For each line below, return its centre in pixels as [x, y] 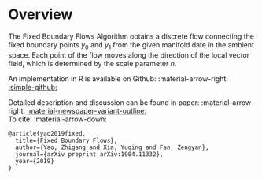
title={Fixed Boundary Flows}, [66, 140]
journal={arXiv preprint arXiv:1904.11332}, [89, 154]
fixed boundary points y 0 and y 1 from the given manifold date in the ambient [131, 45]
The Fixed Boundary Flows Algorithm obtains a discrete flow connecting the [131, 36]
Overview [41, 15]
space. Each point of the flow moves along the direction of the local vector [129, 55]
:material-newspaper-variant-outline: [87, 110]
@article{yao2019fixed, [47, 133]
